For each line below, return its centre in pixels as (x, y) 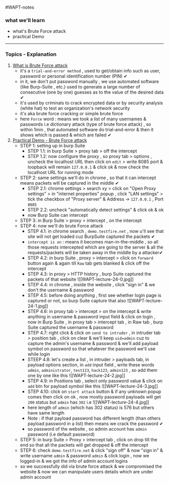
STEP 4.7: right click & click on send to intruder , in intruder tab (94, 333)
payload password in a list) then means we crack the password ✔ (95, 423)
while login (39, 354)
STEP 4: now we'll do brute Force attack (62, 225)
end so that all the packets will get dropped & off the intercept (84, 445)
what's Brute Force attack (39, 31)
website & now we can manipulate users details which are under (87, 471)
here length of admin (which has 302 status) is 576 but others (91, 408)
